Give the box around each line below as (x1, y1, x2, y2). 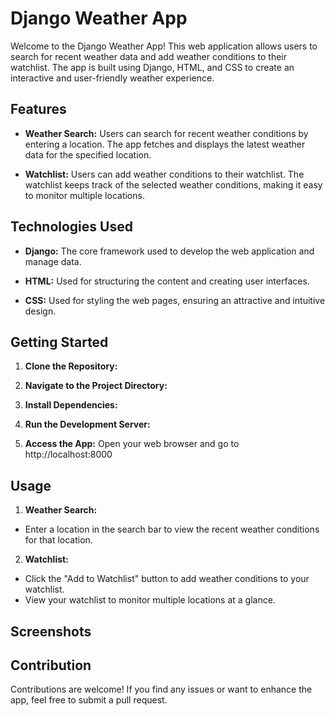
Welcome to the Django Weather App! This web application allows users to (10, 40, 318, 52)
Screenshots (10, 623, 92, 640)
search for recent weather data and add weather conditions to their (10, 50, 288, 62)
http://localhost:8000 (24, 448, 113, 461)
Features (10, 101, 67, 118)
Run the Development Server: (24, 418, 151, 431)
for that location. (24, 534, 93, 546)
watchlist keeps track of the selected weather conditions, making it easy (24, 178, 323, 191)
